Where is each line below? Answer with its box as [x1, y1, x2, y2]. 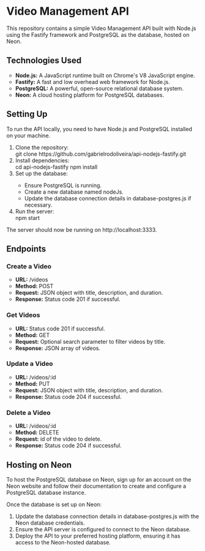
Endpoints [6, 243, 47, 254]
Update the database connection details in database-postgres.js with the [15, 512, 199, 520]
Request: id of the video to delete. [15, 435, 102, 443]
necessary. [24, 201, 53, 208]
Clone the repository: [15, 143, 69, 151]
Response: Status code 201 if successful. [15, 295, 121, 303]
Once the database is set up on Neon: [6, 501, 102, 508]
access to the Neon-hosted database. [15, 538, 111, 546]
